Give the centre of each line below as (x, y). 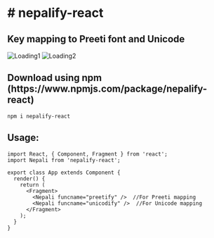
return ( (33, 184)
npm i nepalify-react (39, 116)
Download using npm (55, 78)
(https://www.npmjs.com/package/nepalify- (107, 89)
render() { (29, 178)
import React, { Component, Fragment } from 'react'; (88, 154)
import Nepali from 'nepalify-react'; (64, 160)
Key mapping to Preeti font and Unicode (96, 39)
